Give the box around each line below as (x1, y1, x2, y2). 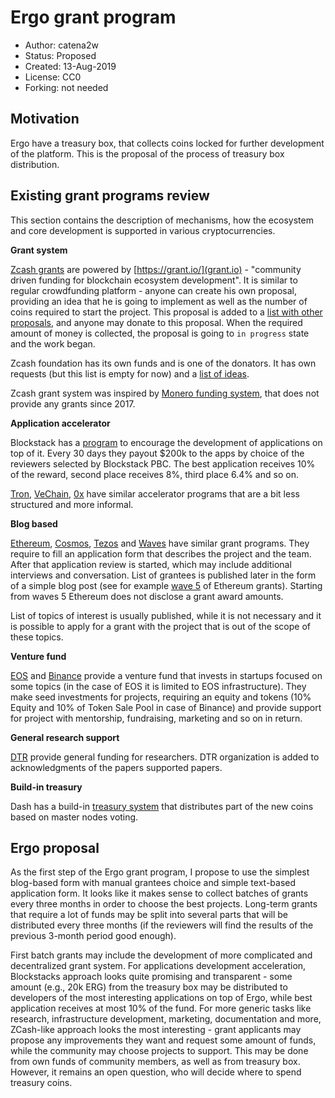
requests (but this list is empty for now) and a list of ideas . (10, 367, 250, 380)
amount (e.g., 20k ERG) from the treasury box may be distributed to (10, 981, 288, 993)
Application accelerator (10, 417, 111, 429)
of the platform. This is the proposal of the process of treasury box (10, 147, 285, 160)
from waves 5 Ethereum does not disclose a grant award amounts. (10, 590, 284, 602)
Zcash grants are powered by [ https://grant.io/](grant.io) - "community (10, 263, 302, 275)
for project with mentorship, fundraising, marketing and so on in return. (10, 712, 303, 724)
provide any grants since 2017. (10, 397, 136, 410)
